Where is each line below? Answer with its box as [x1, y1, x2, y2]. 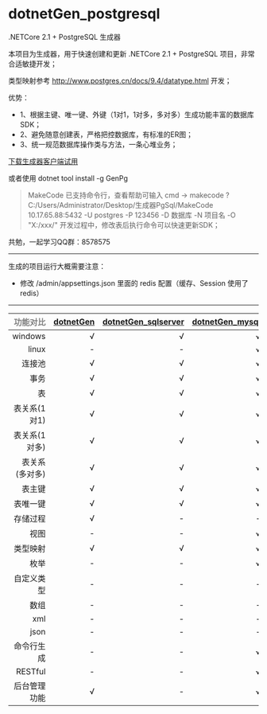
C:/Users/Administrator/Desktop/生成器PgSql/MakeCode [27, 200, 214, 209]
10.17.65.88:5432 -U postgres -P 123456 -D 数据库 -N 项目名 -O [27, 210, 236, 220]
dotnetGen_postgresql [8, 5, 161, 23]
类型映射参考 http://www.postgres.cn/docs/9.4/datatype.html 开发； [8, 76, 232, 85]
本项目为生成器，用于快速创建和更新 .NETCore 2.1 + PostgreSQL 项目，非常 [8, 49, 255, 58]
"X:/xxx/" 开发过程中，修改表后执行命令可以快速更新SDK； [27, 220, 220, 229]
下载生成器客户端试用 [8, 156, 78, 166]
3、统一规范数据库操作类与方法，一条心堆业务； [19, 139, 178, 149]
